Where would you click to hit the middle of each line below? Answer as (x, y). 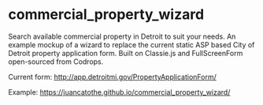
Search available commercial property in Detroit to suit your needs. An (122, 36)
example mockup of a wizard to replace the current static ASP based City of (131, 44)
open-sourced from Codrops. (56, 62)
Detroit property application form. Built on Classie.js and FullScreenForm (126, 53)
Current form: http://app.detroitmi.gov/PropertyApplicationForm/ (112, 77)
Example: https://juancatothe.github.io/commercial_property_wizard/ (119, 92)
